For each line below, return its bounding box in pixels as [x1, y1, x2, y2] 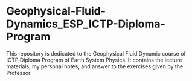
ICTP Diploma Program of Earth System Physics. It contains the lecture [6, 56, 182, 63]
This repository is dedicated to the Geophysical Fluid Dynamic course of [6, 50, 186, 57]
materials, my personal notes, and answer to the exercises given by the [6, 62, 184, 70]
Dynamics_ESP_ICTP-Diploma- [6, 17, 166, 31]
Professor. [6, 69, 32, 76]
